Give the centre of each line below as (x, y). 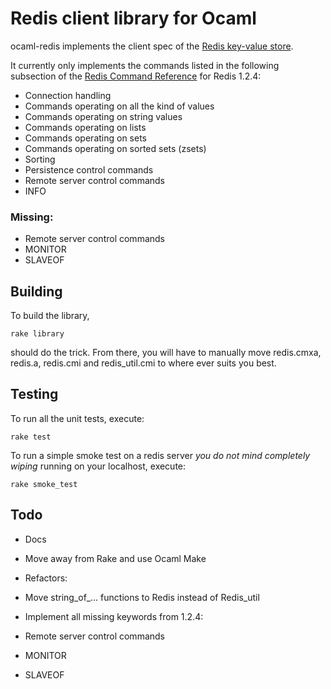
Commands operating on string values (103, 116)
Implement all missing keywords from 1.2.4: (114, 616)
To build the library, (50, 316)
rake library (37, 334)
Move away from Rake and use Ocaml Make (115, 558)
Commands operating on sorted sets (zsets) (115, 148)
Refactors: (46, 578)
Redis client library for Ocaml (133, 18)
